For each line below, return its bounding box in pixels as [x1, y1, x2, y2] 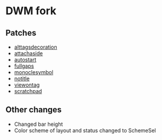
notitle [14, 75, 30, 82]
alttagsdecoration [14, 43, 57, 50]
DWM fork [5, 4, 57, 18]
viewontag [14, 81, 40, 88]
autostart [14, 56, 37, 63]
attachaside [14, 50, 43, 57]
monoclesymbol [14, 69, 54, 75]
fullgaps [14, 62, 34, 69]
